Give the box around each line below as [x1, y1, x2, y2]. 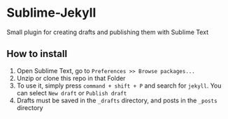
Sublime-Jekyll [6, 5, 97, 21]
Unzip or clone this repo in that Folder [16, 74, 126, 82]
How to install [6, 48, 68, 60]
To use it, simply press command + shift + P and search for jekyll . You [16, 81, 222, 90]
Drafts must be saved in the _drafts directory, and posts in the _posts [16, 96, 218, 104]
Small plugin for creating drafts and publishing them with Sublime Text [6, 28, 209, 36]
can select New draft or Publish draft [16, 88, 127, 97]
